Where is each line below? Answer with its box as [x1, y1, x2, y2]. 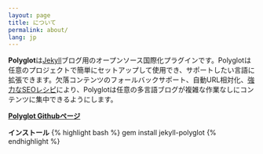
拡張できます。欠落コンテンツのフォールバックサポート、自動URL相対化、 [8, 75, 248, 84]
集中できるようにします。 [35, 95, 118, 104]
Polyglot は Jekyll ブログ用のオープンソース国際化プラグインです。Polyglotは [8, 56, 251, 65]
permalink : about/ [8, 26, 68, 34]
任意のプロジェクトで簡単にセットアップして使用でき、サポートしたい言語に [8, 66, 255, 75]
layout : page [8, 11, 51, 20]
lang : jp [8, 33, 37, 41]
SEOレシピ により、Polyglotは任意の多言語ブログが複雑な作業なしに [21, 85, 241, 95]
